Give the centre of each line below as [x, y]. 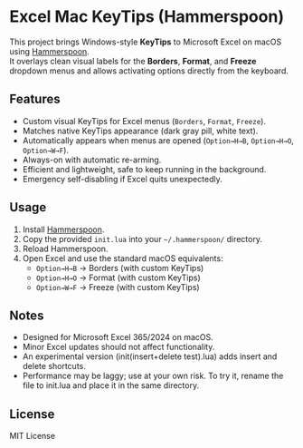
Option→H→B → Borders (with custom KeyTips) [120, 268]
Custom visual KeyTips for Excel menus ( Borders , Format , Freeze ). [144, 121]
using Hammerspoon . [50, 51]
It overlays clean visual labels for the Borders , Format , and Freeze [133, 61]
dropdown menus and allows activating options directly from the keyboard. [149, 71]
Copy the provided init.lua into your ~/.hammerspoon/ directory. [142, 239]
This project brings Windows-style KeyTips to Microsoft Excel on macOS [146, 42]
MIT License [33, 436]
